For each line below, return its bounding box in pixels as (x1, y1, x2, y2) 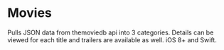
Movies (7, 5, 52, 21)
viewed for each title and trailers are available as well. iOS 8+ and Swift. (7, 35, 217, 44)
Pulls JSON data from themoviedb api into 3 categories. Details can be (7, 28, 214, 37)
